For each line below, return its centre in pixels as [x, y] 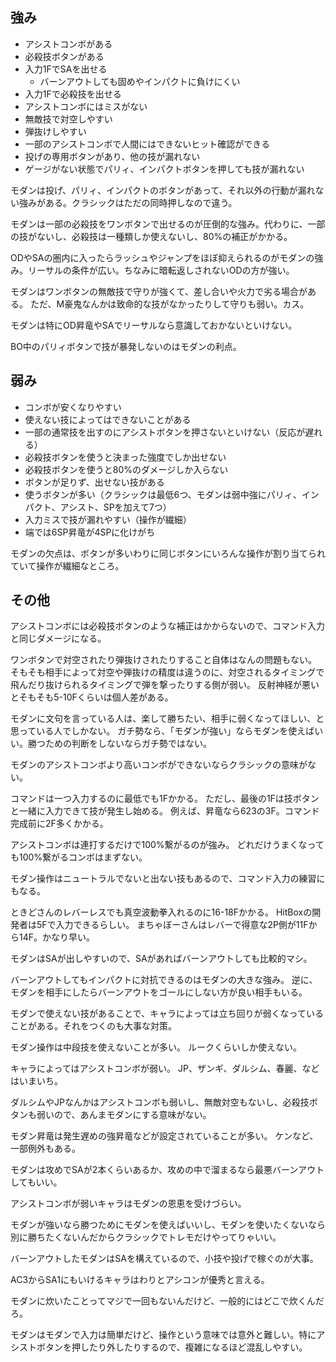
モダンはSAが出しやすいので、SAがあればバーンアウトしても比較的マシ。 [161, 959]
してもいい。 [36, 1182]
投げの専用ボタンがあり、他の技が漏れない [112, 156]
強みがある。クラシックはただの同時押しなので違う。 [128, 202]
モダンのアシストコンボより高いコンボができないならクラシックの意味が [159, 765]
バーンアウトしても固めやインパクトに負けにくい [140, 81]
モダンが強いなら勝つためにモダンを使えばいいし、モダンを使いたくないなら [168, 1225]
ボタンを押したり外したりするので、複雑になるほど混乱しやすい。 [172, 1347]
